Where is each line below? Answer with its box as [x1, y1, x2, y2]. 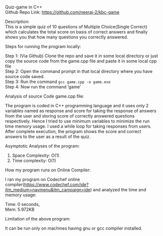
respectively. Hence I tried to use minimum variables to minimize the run [5, 118, 150, 124]
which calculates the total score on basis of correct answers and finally [5, 29, 148, 34]
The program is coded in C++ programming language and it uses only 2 [5, 103, 149, 108]
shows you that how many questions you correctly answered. [5, 34, 128, 40]
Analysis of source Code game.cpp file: [5, 93, 84, 99]
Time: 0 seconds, [5, 202, 40, 207]
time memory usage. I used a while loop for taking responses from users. [5, 123, 152, 129]
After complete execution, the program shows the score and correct [5, 129, 142, 134]
